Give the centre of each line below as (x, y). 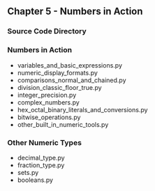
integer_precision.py (47, 95)
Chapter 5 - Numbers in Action (75, 12)
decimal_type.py (41, 158)
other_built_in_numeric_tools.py (63, 124)
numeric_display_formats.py (57, 72)
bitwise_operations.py (49, 117)
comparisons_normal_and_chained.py (72, 80)
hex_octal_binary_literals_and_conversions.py (82, 109)
